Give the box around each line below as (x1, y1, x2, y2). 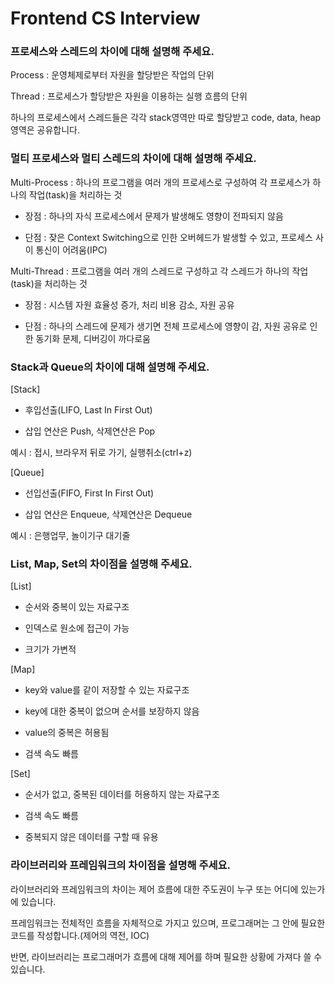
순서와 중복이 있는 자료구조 (24, 601, 130, 613)
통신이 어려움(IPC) (35, 243, 108, 256)
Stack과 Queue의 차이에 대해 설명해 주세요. (10, 360, 210, 374)
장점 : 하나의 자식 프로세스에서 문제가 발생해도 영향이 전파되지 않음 (24, 210, 284, 222)
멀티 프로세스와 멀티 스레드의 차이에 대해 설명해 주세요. (10, 152, 257, 166)
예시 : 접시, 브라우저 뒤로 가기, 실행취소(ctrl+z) (10, 447, 193, 459)
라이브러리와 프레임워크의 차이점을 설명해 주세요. (10, 858, 232, 872)
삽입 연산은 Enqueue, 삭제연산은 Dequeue (24, 508, 193, 521)
